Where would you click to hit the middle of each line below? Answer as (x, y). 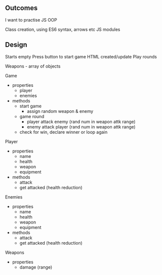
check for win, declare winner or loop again (64, 132)
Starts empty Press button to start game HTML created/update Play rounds (81, 56)
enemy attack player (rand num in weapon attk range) (81, 126)
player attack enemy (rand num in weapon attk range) (81, 122)
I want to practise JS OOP (31, 20)
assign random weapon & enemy (60, 111)
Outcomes (21, 8)
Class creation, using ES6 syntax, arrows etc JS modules (63, 29)
